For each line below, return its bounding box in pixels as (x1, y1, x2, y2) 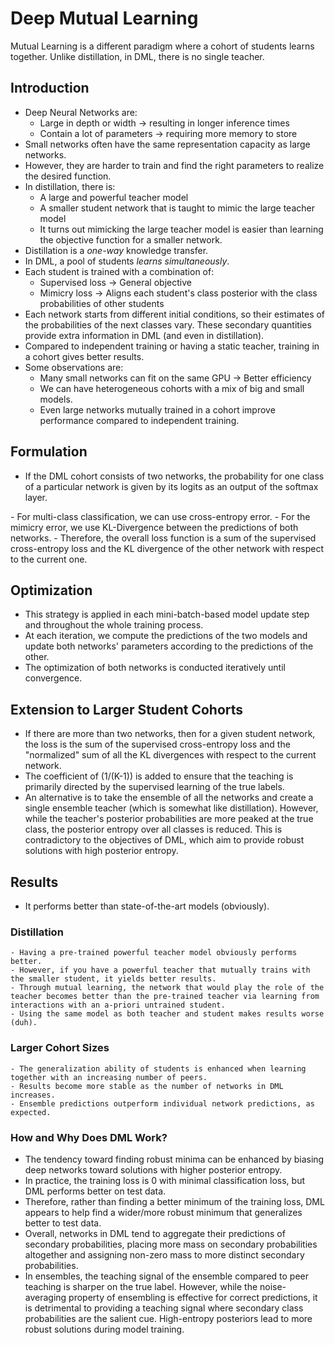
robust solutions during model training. (24, 1323, 185, 1335)
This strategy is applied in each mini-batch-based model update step (24, 608, 310, 621)
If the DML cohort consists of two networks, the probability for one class (24, 470, 325, 482)
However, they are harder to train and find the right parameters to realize (24, 159, 325, 171)
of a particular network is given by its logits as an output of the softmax (24, 480, 319, 492)
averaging (24, 1291, 67, 1303)
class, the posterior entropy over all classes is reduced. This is (24, 823, 283, 836)
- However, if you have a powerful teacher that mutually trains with (10, 965, 311, 976)
